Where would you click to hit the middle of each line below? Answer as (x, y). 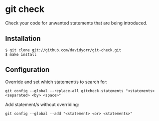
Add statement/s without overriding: (42, 104)
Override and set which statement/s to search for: (56, 82)
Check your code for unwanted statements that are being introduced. (76, 23)
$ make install (21, 54)
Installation (23, 39)
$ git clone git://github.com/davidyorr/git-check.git (63, 50)
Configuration (27, 70)
